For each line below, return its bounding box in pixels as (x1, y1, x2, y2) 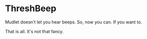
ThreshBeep (5, 3, 57, 14)
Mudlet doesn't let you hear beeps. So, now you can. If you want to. (5, 19, 143, 25)
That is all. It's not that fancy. (5, 28, 64, 34)
